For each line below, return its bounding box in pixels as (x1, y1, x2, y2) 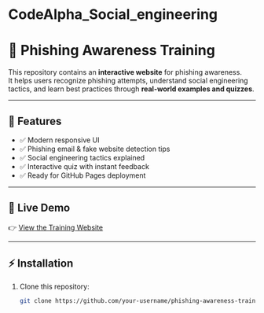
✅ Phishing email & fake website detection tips (19, 144, 170, 153)
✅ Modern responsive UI (19, 135, 100, 145)
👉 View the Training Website (8, 223, 104, 232)
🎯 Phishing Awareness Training (8, 42, 216, 60)
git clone (19, 296, 53, 304)
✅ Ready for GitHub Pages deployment (19, 171, 146, 180)
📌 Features (8, 114, 62, 127)
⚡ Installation (8, 257, 74, 271)
